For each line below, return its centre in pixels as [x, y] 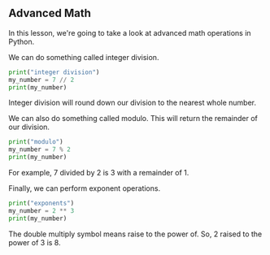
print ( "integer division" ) [54, 72]
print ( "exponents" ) [41, 203]
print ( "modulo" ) [36, 142]
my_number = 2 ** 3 [41, 210]
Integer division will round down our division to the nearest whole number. [132, 103]
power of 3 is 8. [35, 242]
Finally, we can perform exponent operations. [85, 188]
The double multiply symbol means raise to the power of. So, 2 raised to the [135, 234]
